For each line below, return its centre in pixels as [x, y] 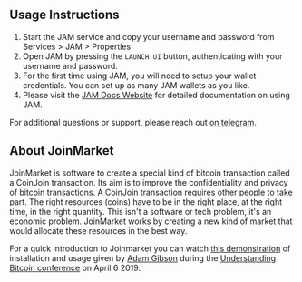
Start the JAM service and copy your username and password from [148, 36]
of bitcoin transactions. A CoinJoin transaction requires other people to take [151, 192]
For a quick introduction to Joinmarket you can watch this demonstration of [150, 248]
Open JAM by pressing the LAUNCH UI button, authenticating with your [152, 56]
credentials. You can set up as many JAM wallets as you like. [136, 85]
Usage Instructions [64, 15]
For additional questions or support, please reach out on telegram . [133, 122]
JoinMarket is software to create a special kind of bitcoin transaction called [150, 173]
